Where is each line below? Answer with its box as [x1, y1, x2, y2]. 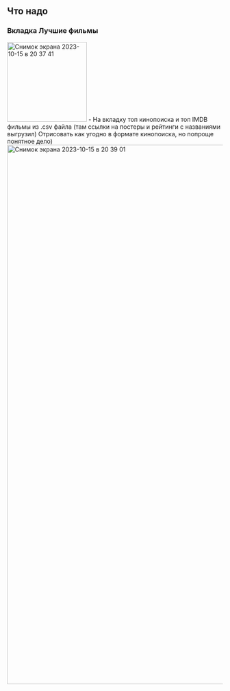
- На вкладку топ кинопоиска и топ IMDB [88, 115, 208, 123]
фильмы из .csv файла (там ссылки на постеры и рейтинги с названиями [7, 123, 221, 131]
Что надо [7, 5, 48, 17]
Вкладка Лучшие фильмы [7, 26, 99, 36]
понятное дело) [7, 137, 53, 145]
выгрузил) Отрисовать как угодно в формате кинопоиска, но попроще [7, 129, 214, 138]
